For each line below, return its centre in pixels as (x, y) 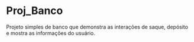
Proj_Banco (34, 11)
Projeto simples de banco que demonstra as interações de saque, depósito (97, 27)
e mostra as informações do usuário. (51, 33)
